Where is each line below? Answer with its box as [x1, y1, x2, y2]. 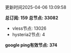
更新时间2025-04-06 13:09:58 [5, 4, 67, 10]
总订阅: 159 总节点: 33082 [5, 15, 59, 21]
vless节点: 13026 [12, 25, 47, 31]
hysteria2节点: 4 [12, 32, 45, 37]
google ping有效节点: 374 [5, 42, 58, 48]
